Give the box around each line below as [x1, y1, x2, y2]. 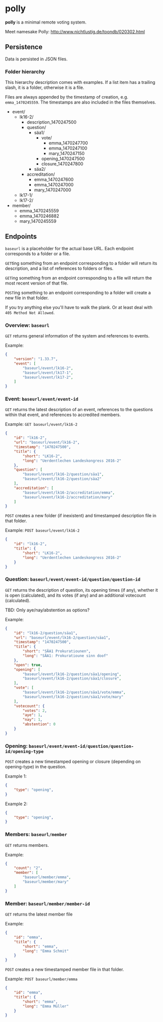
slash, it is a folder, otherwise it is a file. [5, 84, 85, 91]
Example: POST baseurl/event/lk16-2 [5, 527, 80, 533]
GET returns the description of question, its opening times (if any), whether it [5, 587, 158, 593]
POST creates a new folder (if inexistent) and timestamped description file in [5, 513, 157, 519]
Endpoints [5, 233, 37, 241]
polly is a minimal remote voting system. [5, 19, 87, 25]
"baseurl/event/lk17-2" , [23, 375, 73, 380]
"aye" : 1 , [23, 712, 43, 718]
